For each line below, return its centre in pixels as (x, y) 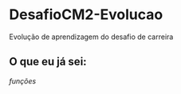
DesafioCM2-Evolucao (86, 15)
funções (23, 80)
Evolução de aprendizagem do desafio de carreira (91, 37)
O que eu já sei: (48, 62)
